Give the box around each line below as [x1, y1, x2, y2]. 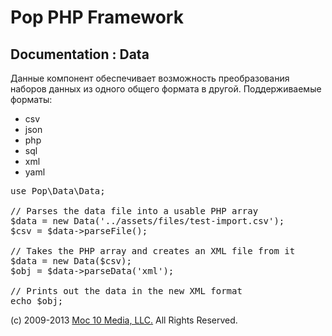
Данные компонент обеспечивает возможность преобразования [10, 72, 290, 84]
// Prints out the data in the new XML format [10, 286, 243, 296]
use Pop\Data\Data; [10, 186, 106, 196]
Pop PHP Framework [10, 6, 184, 29]
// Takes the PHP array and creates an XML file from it [10, 246, 296, 256]
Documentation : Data [10, 46, 150, 63]
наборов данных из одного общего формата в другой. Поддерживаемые [10, 83, 322, 95]
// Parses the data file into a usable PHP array [10, 206, 259, 216]
